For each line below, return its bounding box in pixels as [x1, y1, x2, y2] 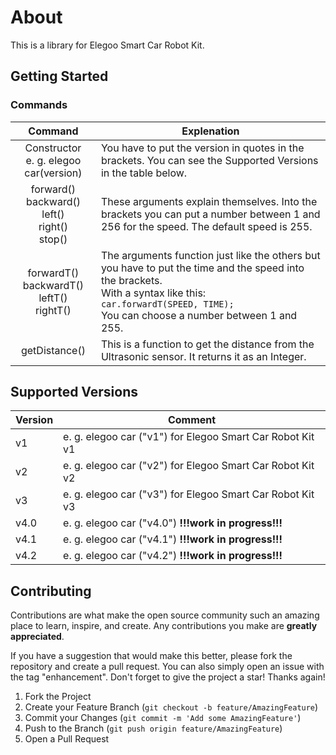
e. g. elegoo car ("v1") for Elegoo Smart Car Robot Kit [63, 430, 315, 444]
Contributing [10, 582, 92, 600]
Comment [167, 413, 217, 427]
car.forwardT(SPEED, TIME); [100, 298, 235, 310]
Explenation [181, 124, 240, 138]
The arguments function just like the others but [100, 248, 321, 262]
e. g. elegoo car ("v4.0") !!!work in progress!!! [63, 516, 283, 530]
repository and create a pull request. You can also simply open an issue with [10, 661, 325, 673]
